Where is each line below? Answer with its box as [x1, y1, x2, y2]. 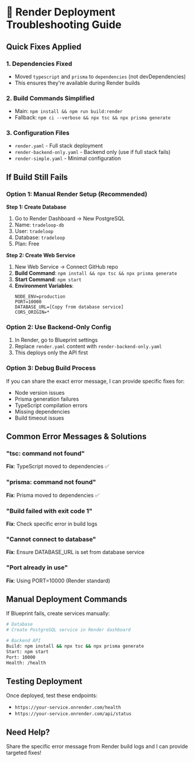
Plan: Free [14, 240, 40, 247]
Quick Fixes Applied [6, 42, 82, 52]
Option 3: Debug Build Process [6, 364, 96, 372]
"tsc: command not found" [6, 449, 85, 458]
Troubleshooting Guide [6, 18, 122, 32]
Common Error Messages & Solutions [6, 432, 147, 442]
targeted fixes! [6, 749, 41, 757]
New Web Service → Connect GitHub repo [14, 263, 118, 270]
